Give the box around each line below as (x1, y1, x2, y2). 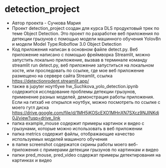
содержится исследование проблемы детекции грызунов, (11, 88, 136, 94)
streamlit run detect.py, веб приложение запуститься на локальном (11, 62, 154, 68)
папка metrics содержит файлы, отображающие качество (11, 131, 135, 137)
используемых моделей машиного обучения (11, 136, 108, 142)
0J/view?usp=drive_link (11, 115, 61, 121)
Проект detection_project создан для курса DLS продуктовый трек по (11, 25, 160, 31)
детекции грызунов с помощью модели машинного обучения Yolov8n (11, 36, 161, 42)
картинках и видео (11, 157, 52, 163)
